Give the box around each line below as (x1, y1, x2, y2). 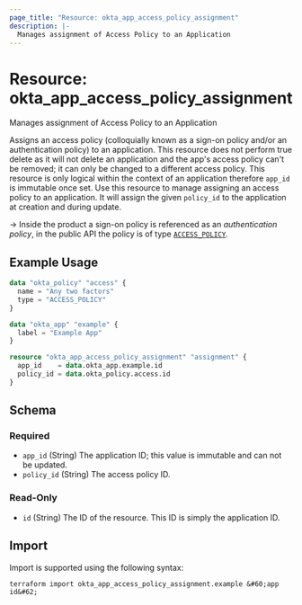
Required (9, 430, 50, 442)
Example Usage (9, 254, 99, 270)
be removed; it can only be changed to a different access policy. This (9, 164, 265, 174)
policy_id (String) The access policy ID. (22, 469, 171, 480)
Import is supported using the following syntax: (9, 562, 184, 573)
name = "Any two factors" (17, 287, 115, 296)
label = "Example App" (17, 328, 102, 337)
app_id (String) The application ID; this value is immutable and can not (22, 450, 282, 461)
